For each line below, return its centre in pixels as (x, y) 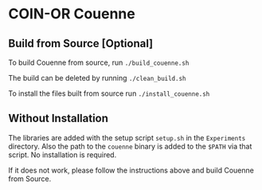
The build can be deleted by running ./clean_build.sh (97, 78)
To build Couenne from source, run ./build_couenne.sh (99, 62)
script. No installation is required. (63, 154)
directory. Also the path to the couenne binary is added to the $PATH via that (130, 146)
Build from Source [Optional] (81, 44)
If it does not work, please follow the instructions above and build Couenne (131, 170)
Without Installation (59, 119)
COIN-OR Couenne (72, 14)
